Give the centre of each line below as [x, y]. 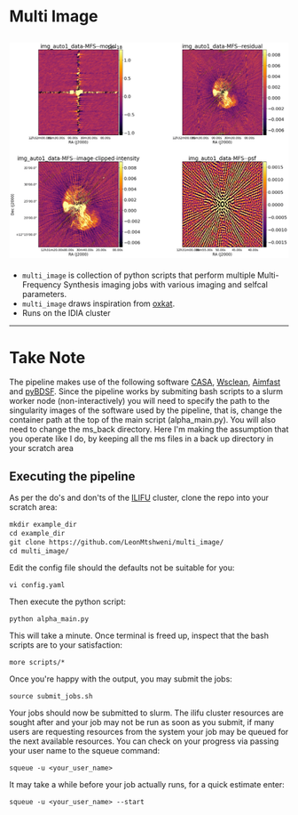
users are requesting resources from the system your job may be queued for [149, 732]
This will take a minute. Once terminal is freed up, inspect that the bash [139, 636]
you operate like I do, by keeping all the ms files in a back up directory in [141, 439]
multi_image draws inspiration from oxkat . [98, 303]
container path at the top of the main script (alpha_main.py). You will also [143, 420]
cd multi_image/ [39, 552]
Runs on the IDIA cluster [66, 313]
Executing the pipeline [72, 476]
